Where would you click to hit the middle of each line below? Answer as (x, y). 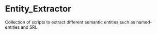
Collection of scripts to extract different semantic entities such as (70, 22)
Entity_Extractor (38, 9)
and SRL (29, 27)
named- (144, 22)
